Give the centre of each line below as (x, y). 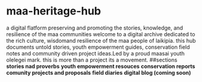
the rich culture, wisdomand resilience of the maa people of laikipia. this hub (101, 40)
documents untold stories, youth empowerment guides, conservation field (98, 47)
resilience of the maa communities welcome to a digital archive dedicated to (101, 34)
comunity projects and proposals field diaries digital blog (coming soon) (99, 72)
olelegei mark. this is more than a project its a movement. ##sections (92, 60)
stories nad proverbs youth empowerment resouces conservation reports (101, 66)
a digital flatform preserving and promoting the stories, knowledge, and (95, 28)
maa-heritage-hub (54, 11)
